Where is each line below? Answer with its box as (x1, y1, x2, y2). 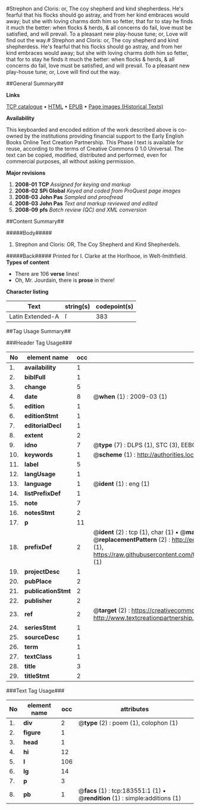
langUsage (24, 470, 56, 478)
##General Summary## (6, 80, 64, 87)
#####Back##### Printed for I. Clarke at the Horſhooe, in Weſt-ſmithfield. (6, 253, 187, 259)
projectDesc (24, 567, 60, 576)
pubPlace (24, 578, 52, 585)
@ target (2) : (93, 606, 130, 615)
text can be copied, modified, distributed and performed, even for (6, 151, 168, 159)
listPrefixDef (24, 489, 61, 497)
